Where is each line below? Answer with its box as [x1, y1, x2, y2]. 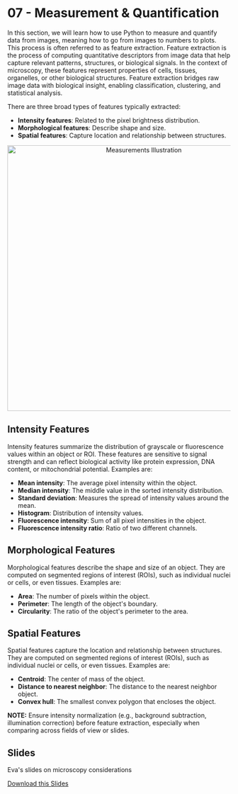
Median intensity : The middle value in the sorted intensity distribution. [17, 486, 225, 494]
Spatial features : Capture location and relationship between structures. [17, 131, 227, 140]
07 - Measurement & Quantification [7, 5, 220, 21]
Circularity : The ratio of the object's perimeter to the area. [17, 607, 189, 616]
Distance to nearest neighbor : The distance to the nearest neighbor [17, 682, 217, 691]
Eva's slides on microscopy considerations [7, 766, 132, 774]
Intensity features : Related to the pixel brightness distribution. [17, 115, 200, 125]
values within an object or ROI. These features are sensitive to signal [7, 450, 208, 458]
